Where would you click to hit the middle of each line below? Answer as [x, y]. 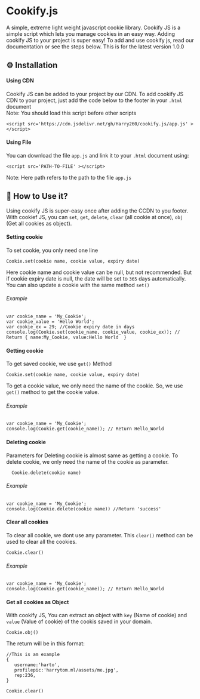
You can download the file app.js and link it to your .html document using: [98, 155]
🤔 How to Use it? [37, 196]
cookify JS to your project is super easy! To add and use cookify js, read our [100, 40]
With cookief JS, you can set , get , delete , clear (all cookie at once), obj [95, 217]
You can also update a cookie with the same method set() [78, 285]
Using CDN [20, 80]
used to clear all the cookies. [41, 541]
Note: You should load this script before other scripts [71, 113]
